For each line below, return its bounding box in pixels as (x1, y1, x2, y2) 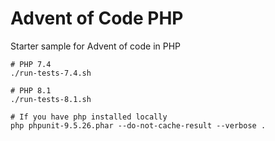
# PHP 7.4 (10, 59, 52, 69)
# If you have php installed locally (10, 112, 168, 122)
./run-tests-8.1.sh (10, 94, 92, 104)
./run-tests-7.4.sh (10, 68, 92, 78)
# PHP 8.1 (10, 85, 52, 96)
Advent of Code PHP (10, 7, 184, 30)
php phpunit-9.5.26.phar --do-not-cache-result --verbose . (10, 120, 267, 131)
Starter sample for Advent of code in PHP (10, 40, 182, 52)
